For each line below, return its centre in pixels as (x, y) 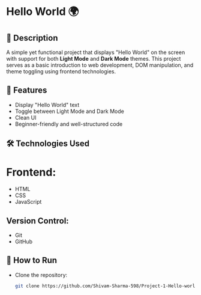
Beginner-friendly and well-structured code (69, 124)
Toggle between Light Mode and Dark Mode (69, 111)
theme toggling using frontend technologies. (61, 71)
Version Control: (37, 221)
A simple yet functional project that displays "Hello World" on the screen (96, 52)
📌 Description (32, 38)
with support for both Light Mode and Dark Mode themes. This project (94, 59)
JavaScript (28, 202)
